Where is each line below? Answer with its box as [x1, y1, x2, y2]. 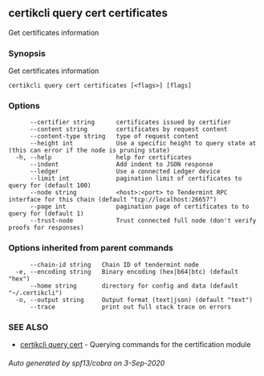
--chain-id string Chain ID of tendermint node [29, 260, 199, 268]
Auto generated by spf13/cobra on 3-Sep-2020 [8, 358, 165, 368]
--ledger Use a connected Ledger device [29, 168, 221, 176]
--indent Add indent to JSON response [29, 161, 214, 169]
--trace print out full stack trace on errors [29, 303, 231, 311]
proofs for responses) [8, 224, 84, 232]
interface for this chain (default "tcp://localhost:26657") [8, 196, 217, 204]
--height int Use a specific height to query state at [29, 140, 257, 148]
